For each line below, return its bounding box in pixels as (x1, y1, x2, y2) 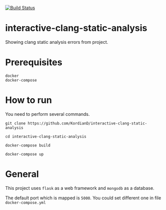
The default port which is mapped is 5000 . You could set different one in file (5, 194, 161, 201)
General (5, 169, 39, 180)
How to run (5, 95, 52, 106)
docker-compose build (5, 143, 51, 148)
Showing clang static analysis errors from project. (5, 39, 108, 45)
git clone (5, 121, 26, 126)
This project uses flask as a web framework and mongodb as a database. (5, 185, 154, 191)
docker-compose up (5, 152, 44, 157)
